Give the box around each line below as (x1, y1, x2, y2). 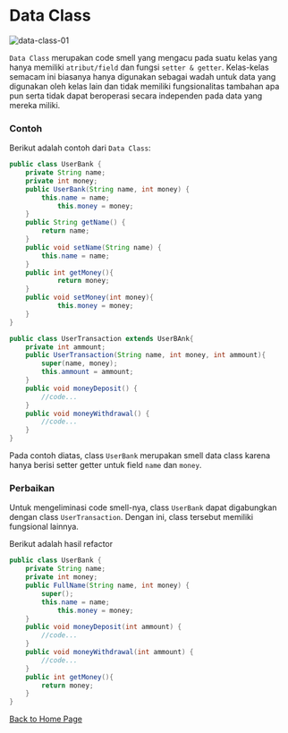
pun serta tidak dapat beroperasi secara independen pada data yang (9, 90, 263, 101)
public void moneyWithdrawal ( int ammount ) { (25, 648, 194, 657)
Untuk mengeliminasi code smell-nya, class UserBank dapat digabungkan (9, 502, 277, 513)
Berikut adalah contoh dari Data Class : (9, 142, 151, 153)
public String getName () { (25, 218, 126, 227)
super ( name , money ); (41, 359, 118, 368)
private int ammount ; (25, 342, 106, 352)
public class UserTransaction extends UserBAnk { (9, 334, 194, 343)
